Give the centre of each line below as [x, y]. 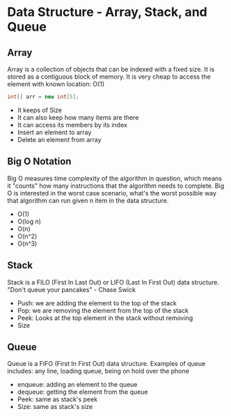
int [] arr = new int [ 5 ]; [43, 97]
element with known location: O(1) [56, 84]
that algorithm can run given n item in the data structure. [88, 200]
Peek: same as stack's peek [57, 399]
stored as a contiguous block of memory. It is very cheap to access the [109, 77]
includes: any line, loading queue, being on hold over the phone [98, 371]
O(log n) [29, 221]
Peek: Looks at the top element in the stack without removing [105, 318]
